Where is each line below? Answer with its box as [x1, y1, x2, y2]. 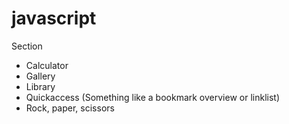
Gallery [25, 70, 56, 82]
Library [25, 80, 56, 92]
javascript [11, 7, 97, 30]
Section [11, 40, 43, 52]
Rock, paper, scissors [25, 102, 115, 114]
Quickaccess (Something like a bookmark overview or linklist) [25, 91, 280, 103]
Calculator [25, 59, 69, 71]
